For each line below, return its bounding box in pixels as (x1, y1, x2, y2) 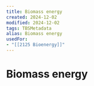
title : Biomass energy (6, 8, 62, 15)
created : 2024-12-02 (6, 14, 58, 20)
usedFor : (6, 36, 28, 42)
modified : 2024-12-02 (6, 20, 60, 26)
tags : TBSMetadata (6, 25, 52, 31)
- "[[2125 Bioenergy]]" (6, 42, 65, 48)
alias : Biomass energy (6, 31, 62, 37)
